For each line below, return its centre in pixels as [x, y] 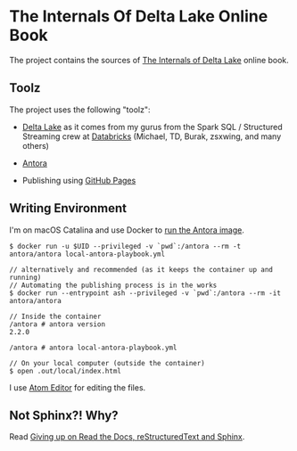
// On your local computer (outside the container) [107, 363]
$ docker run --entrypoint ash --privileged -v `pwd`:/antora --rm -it [145, 293]
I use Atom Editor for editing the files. [78, 387]
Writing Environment [68, 208]
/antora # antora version [57, 324]
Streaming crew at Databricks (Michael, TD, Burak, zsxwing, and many [152, 136]
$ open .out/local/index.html [66, 371]
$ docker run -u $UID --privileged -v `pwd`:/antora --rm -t [125, 246]
